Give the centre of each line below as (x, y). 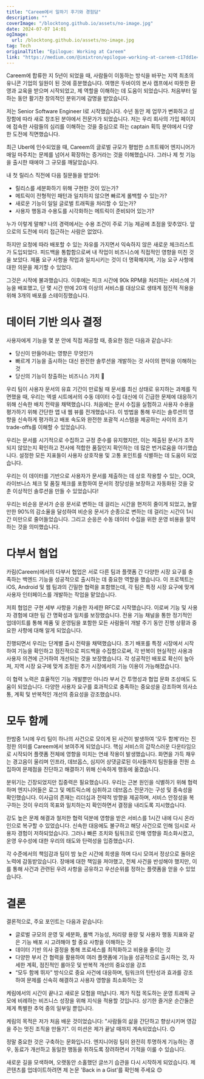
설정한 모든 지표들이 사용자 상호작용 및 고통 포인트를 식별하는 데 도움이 (103, 455)
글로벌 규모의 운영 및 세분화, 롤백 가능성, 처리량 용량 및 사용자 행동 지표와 (101, 935)
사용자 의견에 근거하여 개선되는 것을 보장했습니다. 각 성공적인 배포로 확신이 (95, 658)
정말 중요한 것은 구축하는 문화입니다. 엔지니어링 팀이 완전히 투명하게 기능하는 (97, 1042)
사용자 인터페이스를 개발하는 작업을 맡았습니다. (62, 594)
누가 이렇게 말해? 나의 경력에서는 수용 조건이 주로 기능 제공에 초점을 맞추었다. (97, 223)
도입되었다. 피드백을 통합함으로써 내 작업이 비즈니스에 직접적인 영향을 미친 (100, 252)
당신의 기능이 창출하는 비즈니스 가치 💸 (60, 376)
